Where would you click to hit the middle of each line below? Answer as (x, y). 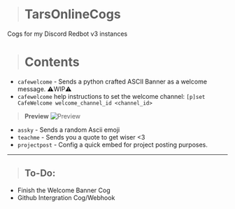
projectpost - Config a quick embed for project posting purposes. (113, 144)
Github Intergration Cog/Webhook (66, 197)
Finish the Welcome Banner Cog (64, 190)
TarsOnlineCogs (72, 14)
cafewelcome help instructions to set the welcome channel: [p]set (111, 96)
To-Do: (40, 174)
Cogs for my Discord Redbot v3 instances (67, 34)
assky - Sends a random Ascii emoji (69, 130)
